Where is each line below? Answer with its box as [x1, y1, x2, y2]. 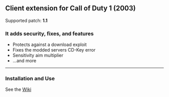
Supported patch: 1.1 [5, 17, 48, 23]
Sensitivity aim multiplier [12, 53, 64, 59]
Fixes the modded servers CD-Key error [12, 47, 96, 53]
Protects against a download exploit [12, 41, 87, 47]
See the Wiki [5, 86, 32, 92]
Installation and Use [5, 75, 55, 82]
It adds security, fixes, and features [5, 30, 94, 37]
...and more [12, 58, 37, 64]
